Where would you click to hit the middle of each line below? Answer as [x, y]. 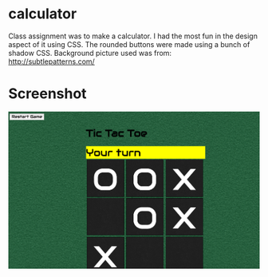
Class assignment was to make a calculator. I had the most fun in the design [133, 36]
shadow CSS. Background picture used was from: [90, 53]
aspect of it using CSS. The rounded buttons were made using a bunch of [129, 44]
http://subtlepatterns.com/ [52, 61]
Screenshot [47, 94]
